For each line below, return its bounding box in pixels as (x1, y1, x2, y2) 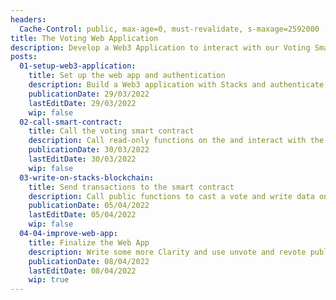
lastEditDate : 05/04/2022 (28, 210, 137, 220)
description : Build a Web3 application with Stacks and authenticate (28, 80, 325, 90)
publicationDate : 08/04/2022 (28, 256, 150, 266)
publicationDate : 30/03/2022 (28, 145, 150, 155)
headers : (10, 14, 47, 25)
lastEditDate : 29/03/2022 (28, 98, 137, 108)
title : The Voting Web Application (10, 33, 159, 43)
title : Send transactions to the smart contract (28, 182, 235, 192)
